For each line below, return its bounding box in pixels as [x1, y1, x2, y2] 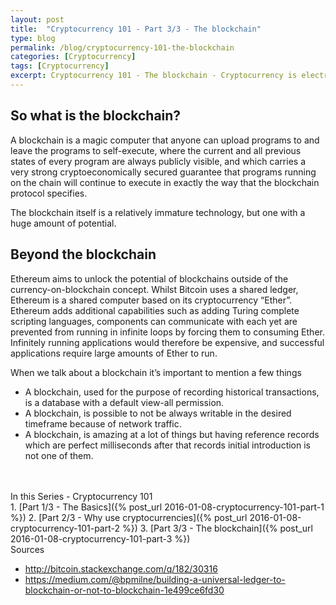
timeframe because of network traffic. [24, 417, 182, 430]
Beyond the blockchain [10, 246, 157, 263]
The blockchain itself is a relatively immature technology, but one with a [10, 206, 306, 218]
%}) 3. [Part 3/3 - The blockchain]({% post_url [121, 522, 313, 534]
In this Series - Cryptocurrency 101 [10, 490, 153, 502]
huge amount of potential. [10, 217, 117, 229]
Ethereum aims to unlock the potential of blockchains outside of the [10, 272, 289, 285]
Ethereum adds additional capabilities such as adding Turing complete [10, 304, 300, 316]
